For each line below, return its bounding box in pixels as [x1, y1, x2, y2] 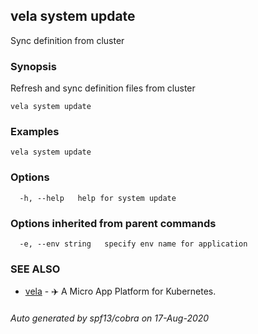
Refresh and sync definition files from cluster [10, 82, 196, 94]
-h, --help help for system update [19, 193, 177, 203]
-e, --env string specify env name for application [19, 239, 248, 249]
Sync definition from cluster [10, 34, 125, 46]
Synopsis [10, 59, 57, 73]
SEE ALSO [10, 262, 61, 276]
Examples [10, 125, 60, 139]
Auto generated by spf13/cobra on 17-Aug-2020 [10, 312, 210, 324]
